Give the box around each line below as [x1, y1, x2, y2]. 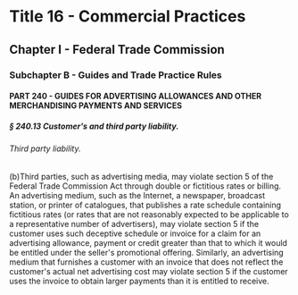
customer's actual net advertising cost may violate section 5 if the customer [9, 265, 288, 276]
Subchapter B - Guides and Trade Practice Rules [9, 69, 222, 81]
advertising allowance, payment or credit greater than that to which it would [9, 237, 288, 248]
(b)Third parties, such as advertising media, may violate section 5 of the [9, 171, 274, 181]
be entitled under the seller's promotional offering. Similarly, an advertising [9, 247, 284, 257]
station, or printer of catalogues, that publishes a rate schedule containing [9, 199, 282, 210]
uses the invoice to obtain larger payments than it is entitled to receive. [9, 275, 269, 286]
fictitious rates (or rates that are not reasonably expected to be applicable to [9, 208, 290, 220]
